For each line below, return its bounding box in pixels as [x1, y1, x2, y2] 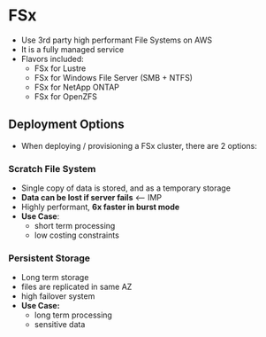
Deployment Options [8, 117, 125, 132]
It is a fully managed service [20, 43, 125, 54]
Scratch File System [8, 162, 96, 175]
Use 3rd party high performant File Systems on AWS [20, 35, 213, 45]
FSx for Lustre [34, 63, 87, 74]
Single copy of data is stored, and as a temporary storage [20, 183, 232, 193]
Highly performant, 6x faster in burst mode [20, 201, 180, 213]
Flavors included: [20, 53, 85, 64]
